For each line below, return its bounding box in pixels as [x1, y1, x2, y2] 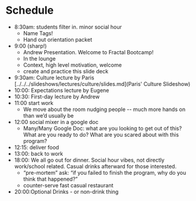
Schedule [5, 4, 54, 17]
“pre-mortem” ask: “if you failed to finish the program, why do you [23, 169, 186, 176]
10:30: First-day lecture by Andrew [14, 93, 100, 100]
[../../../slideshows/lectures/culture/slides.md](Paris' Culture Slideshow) [14, 80, 191, 87]
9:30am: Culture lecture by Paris [14, 74, 94, 81]
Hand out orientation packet [23, 36, 93, 43]
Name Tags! [23, 29, 53, 36]
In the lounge [23, 55, 56, 62]
